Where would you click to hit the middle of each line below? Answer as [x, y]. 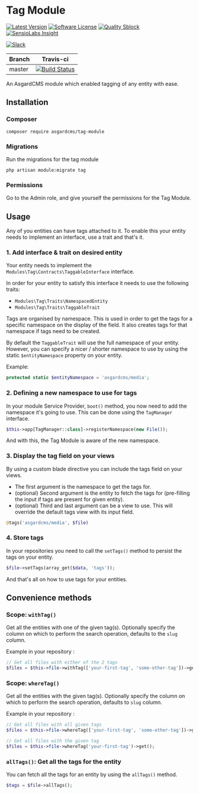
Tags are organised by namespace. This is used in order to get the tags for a [99, 319]
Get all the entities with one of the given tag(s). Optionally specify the [91, 627]
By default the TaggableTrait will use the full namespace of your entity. [93, 343]
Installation [27, 102]
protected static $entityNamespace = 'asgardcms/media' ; [78, 378]
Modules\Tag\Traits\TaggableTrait [57, 308]
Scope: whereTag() [33, 683]
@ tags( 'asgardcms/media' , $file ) [47, 523]
